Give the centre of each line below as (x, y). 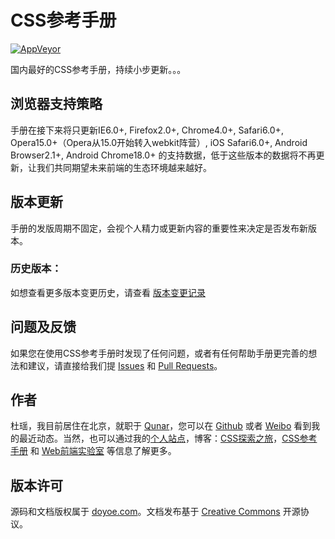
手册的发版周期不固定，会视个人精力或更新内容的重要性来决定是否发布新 (159, 228)
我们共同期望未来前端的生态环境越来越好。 (124, 167)
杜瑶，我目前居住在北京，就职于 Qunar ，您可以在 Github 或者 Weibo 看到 (161, 426)
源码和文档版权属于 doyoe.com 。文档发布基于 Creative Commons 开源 (155, 512)
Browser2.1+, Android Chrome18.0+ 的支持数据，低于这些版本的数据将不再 (163, 155)
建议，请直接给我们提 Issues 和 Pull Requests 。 (125, 365)
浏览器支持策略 (56, 104)
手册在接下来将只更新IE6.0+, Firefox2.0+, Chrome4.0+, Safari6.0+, (147, 130)
